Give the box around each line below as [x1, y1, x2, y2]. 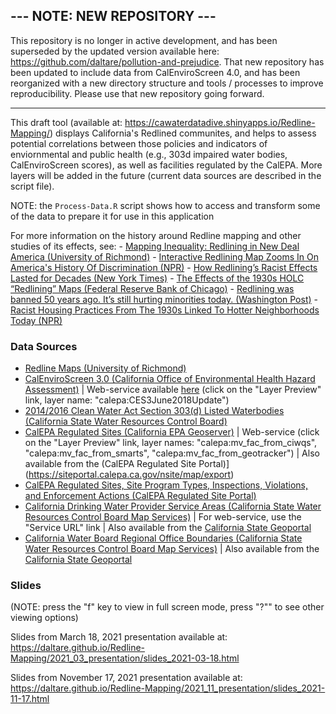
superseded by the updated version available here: [10, 45, 220, 57]
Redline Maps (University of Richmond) [24, 362, 187, 374]
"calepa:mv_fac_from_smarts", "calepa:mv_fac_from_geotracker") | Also [24, 447, 320, 459]
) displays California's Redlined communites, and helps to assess [49, 127, 317, 139]
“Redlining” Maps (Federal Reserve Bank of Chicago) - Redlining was [10, 282, 295, 294]
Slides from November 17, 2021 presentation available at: [10, 672, 243, 684]
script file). [10, 180, 55, 192]
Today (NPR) [10, 314, 63, 326]
